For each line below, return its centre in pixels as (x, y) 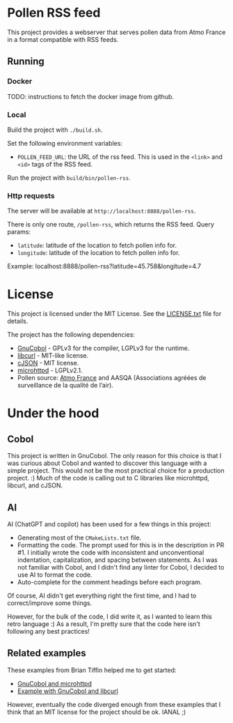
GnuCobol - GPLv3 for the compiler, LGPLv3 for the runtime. (103, 348)
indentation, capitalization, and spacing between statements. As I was (117, 560)
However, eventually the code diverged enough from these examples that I (114, 704)
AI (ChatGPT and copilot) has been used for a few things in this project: (110, 524)
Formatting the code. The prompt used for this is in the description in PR (121, 545)
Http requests (31, 195)
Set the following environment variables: (65, 143)
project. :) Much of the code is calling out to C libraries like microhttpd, (109, 478)
